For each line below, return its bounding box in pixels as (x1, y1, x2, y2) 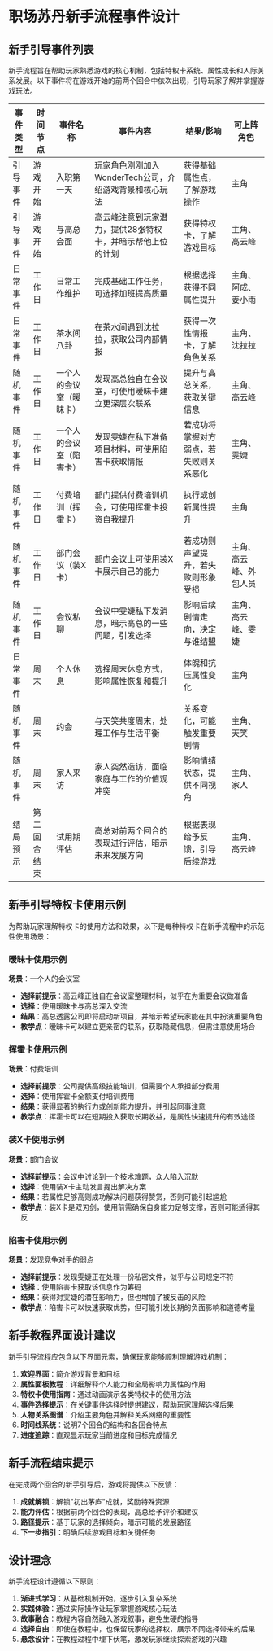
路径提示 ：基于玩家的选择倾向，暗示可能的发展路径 (19, 1517, 192, 1526)
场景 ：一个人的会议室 (8, 974, 80, 983)
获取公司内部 (110, 334, 160, 344)
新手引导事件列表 (8, 42, 94, 56)
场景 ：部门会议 (8, 1154, 58, 1164)
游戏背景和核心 (102, 184, 160, 195)
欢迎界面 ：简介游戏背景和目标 (19, 1369, 120, 1378)
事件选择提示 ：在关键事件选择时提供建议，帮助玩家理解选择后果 (19, 1399, 234, 1409)
